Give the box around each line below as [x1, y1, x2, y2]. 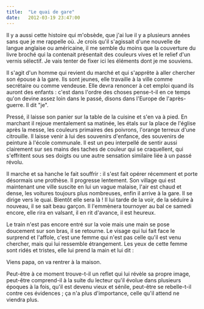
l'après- [166, 95, 186, 102]
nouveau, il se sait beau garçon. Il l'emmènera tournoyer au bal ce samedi [6, 202, 192, 210]
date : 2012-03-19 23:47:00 [6, 15, 80, 21]
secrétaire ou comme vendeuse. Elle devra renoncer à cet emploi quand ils [6, 82, 194, 89]
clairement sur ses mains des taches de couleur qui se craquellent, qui [6, 145, 184, 153]
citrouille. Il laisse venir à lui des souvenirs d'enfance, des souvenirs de [6, 132, 185, 140]
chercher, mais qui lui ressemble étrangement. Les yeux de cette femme [6, 240, 188, 247]
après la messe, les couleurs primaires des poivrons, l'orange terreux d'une [6, 126, 196, 133]
